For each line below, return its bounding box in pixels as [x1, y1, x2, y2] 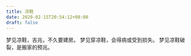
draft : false [6, 19, 38, 25]
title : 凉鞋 [6, 8, 34, 15]
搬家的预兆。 [21, 44, 53, 51]
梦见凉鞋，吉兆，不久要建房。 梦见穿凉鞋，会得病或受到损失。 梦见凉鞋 [6, 37, 180, 44]
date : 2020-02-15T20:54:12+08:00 [6, 14, 89, 20]
